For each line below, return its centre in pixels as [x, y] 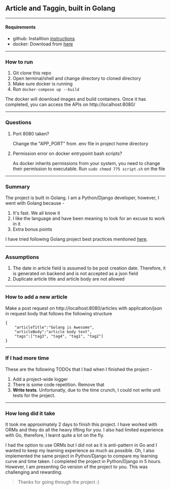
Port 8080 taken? [31, 133]
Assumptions [22, 257]
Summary [18, 186]
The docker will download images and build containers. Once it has [76, 99]
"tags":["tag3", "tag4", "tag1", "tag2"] [59, 336]
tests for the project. [34, 395]
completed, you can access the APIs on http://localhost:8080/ [70, 104]
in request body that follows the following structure [59, 313]
